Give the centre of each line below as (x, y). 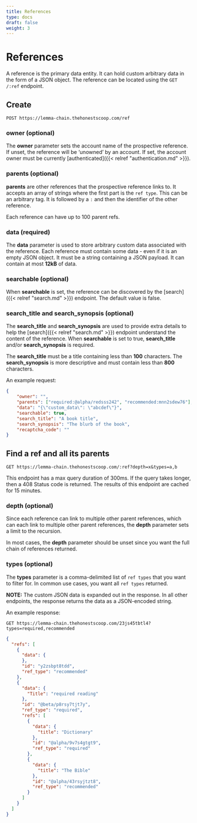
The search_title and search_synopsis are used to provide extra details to (96, 326)
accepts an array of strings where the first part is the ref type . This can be (97, 193)
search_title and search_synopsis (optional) (70, 313)
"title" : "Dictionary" (65, 732)
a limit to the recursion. (34, 531)
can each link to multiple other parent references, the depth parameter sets (98, 525)
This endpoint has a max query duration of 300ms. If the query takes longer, (98, 478)
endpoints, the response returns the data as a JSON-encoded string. (89, 601)
